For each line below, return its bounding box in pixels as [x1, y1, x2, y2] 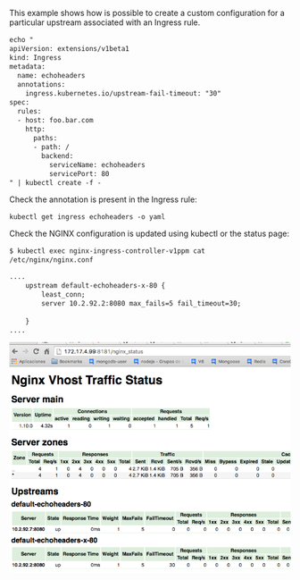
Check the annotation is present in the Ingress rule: [9, 194, 198, 205]
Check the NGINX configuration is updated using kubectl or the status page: [9, 228, 290, 239]
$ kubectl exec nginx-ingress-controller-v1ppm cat [9, 247, 205, 256]
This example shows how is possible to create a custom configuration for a [9, 8, 286, 18]
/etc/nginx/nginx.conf [9, 256, 94, 265]
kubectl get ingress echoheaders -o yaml [9, 213, 166, 222]
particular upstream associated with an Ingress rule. [9, 17, 201, 28]
